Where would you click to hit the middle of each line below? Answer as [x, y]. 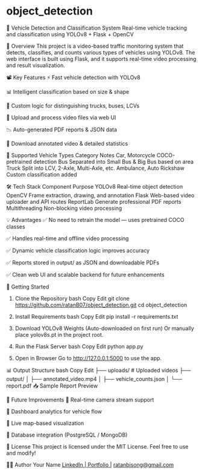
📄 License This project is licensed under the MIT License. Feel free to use [97, 446]
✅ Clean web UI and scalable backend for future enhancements [85, 274]
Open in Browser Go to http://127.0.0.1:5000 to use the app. [88, 358]
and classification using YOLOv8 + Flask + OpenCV [70, 34]
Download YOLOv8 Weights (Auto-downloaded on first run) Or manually [104, 328]
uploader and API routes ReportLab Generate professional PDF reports [94, 201]
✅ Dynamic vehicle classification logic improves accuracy [78, 250]
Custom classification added [42, 174]
